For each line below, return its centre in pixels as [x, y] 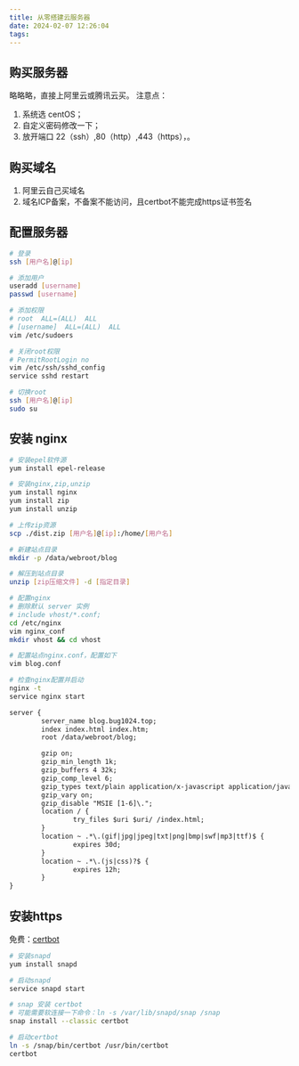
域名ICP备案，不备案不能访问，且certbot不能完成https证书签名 [137, 202]
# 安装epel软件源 [38, 460]
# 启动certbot [34, 1038]
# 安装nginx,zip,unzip [50, 484]
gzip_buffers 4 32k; [79, 770]
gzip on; [57, 753]
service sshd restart [49, 376]
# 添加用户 [27, 278]
